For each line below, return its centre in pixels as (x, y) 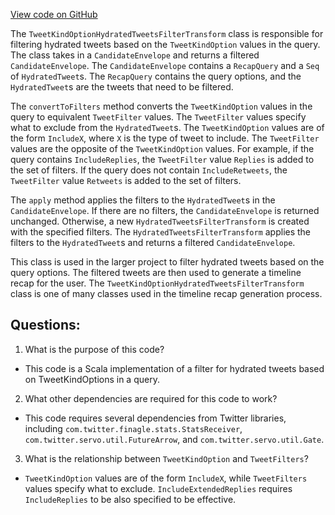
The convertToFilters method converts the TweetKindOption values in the (161, 106)
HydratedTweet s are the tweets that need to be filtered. (122, 87)
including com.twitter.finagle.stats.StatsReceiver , (133, 428)
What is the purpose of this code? (94, 349)
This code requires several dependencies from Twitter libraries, (155, 418)
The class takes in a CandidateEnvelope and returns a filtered (135, 55)
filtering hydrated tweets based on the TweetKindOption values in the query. (165, 44)
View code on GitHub (54, 14)
